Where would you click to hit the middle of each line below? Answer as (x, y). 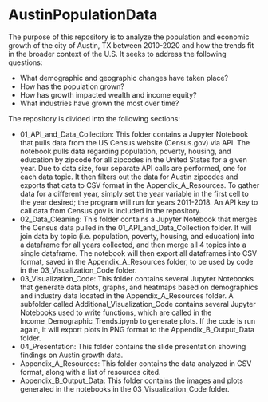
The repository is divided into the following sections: (95, 118)
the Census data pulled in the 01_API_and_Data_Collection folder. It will (136, 227)
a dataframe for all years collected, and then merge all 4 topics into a (133, 245)
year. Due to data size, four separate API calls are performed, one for (133, 168)
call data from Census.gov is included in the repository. (110, 210)
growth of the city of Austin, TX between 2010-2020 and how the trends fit (131, 45)
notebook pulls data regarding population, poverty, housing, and (125, 151)
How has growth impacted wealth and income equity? (108, 94)
